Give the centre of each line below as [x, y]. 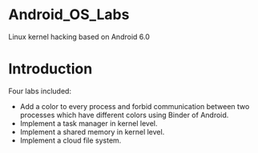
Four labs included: [40, 91]
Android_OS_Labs [69, 15]
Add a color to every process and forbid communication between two [135, 106]
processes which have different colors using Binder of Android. [124, 115]
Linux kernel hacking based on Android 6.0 [79, 37]
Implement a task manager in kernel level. [89, 123]
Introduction [50, 69]
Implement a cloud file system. [71, 140]
